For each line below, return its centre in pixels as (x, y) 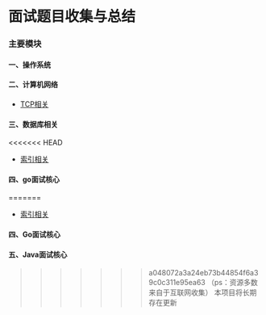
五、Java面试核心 (38, 254)
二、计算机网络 (33, 85)
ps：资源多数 (236, 283)
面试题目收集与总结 (72, 17)
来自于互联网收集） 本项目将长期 (203, 292)
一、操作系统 (29, 65)
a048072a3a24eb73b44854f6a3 (204, 273)
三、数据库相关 (33, 124)
